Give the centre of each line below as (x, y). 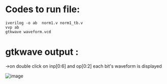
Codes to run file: (43, 9)
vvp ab (12, 27)
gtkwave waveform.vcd (28, 32)
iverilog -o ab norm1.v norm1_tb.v (44, 23)
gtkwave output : (42, 52)
